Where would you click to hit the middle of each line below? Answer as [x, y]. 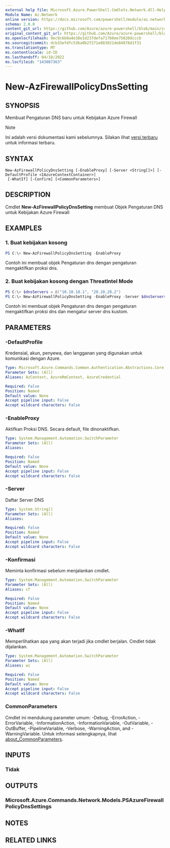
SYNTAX [19, 158]
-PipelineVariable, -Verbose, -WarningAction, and [79, 728]
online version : [22, 19]
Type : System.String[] [29, 509]
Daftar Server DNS [25, 500]
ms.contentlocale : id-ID [31, 52]
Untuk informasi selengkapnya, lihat [80, 733]
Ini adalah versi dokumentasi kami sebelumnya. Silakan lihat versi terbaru [81, 137]
